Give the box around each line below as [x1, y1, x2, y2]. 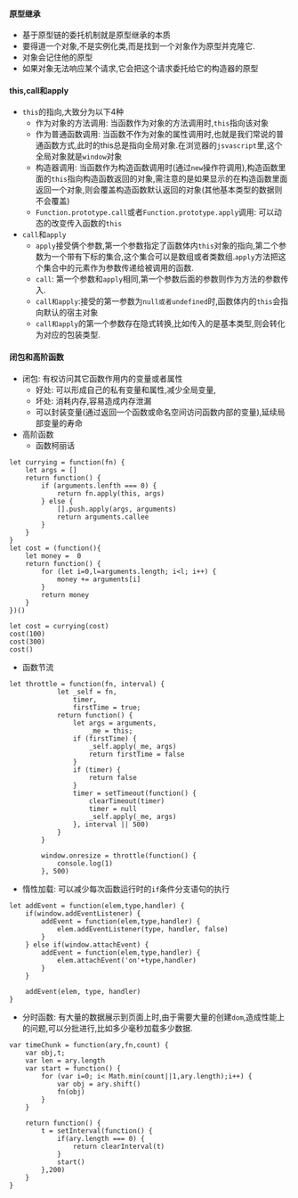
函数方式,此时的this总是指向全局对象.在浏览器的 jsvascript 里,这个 [43, 140, 283, 151]
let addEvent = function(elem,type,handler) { [9, 901, 185, 910]
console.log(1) [56, 858, 114, 868]
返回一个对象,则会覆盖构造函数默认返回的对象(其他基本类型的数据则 [35, 185, 283, 195]
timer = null [88, 804, 138, 813]
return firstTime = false [88, 750, 185, 759]
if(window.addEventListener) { [25, 909, 141, 918]
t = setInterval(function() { [41, 1126, 153, 1136]
